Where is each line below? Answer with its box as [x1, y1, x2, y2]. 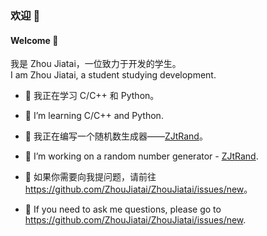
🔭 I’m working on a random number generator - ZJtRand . [24, 150, 259, 162]
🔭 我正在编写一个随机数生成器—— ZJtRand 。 [24, 130, 208, 142]
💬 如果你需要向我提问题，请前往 [24, 171, 157, 183]
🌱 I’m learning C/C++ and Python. [24, 110, 164, 122]
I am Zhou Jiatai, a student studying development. [10, 69, 217, 81]
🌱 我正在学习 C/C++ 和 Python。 [24, 90, 160, 102]
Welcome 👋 [10, 34, 59, 46]
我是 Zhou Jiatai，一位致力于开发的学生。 [10, 58, 182, 70]
